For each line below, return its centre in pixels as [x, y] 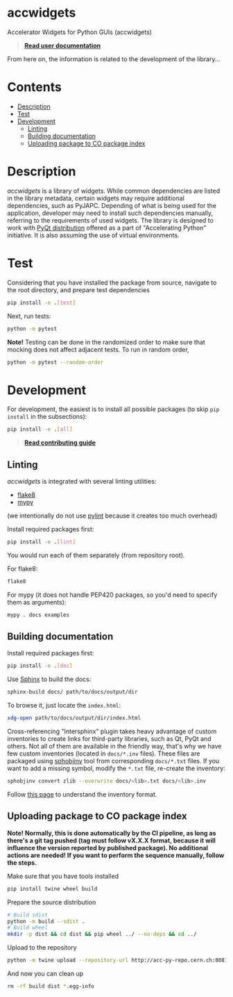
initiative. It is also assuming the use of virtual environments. [93, 235]
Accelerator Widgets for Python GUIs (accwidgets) [80, 32]
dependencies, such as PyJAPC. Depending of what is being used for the [112, 205]
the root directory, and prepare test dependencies [79, 289]
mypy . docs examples [38, 615]
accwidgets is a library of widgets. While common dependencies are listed [114, 191]
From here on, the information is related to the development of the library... [114, 59]
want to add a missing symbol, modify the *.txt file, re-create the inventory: [116, 768]
